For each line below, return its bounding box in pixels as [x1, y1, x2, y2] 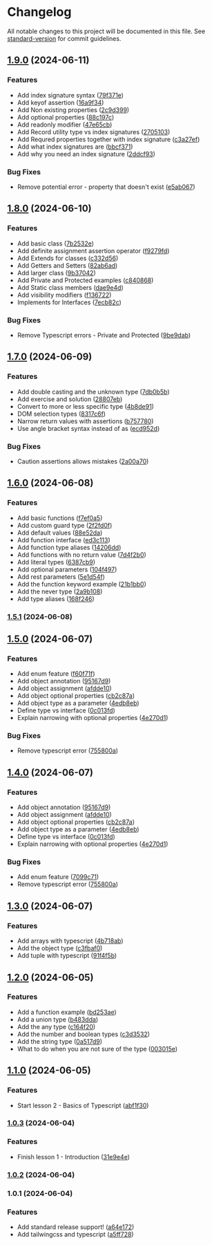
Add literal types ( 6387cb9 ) [17, 557, 95, 566]
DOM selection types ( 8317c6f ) [17, 409, 106, 418]
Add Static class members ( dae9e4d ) [17, 283, 124, 291]
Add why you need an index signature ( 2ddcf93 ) [17, 149, 155, 158]
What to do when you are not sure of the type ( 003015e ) [17, 1044, 178, 1053]
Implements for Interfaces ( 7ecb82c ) [17, 298, 122, 306]
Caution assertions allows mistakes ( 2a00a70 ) [17, 457, 149, 465]
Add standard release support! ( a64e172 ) [17, 1222, 135, 1231]
